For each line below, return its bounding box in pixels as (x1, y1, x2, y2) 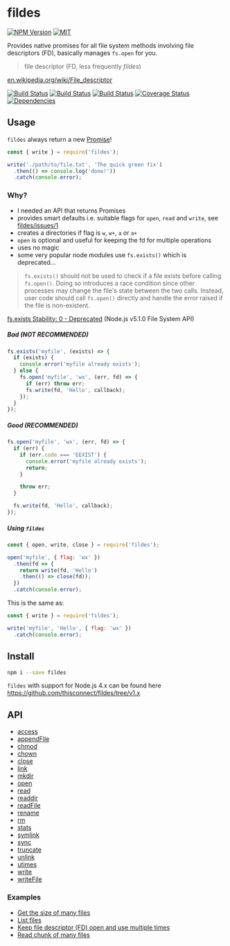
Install (7, 651, 35, 662)
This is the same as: (7, 599, 64, 607)
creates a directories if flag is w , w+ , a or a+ (17, 228, 137, 237)
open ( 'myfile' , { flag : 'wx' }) (7, 554, 100, 561)
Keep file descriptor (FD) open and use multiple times (17, 923, 170, 931)
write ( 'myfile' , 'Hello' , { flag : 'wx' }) (7, 624, 132, 632)
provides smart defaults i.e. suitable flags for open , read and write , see (17, 213, 218, 222)
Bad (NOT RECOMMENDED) (7, 330, 89, 339)
